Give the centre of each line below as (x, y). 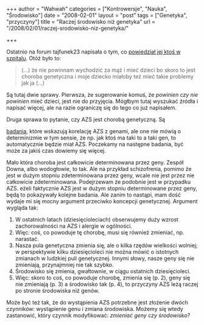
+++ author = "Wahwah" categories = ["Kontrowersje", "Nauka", (87, 9)
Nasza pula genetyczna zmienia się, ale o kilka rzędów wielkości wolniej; (106, 245)
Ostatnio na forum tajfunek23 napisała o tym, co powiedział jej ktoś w (93, 52)
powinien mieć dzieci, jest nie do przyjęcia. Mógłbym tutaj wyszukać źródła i (102, 101)
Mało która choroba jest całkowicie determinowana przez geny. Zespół (95, 162)
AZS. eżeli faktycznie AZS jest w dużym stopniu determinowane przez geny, (102, 188)
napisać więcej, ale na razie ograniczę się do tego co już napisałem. (91, 108)
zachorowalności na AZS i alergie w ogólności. (74, 226)
